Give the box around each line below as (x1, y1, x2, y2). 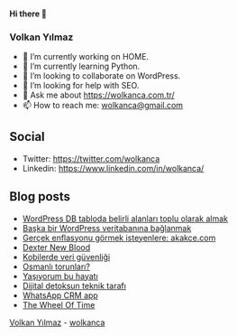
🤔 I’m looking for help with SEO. (22, 79, 140, 90)
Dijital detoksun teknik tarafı (22, 280, 126, 291)
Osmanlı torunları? (22, 261, 90, 272)
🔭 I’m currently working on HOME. (22, 51, 150, 61)
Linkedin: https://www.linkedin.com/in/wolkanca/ (22, 163, 205, 173)
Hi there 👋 (9, 8, 47, 19)
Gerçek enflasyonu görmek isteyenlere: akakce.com (22, 232, 216, 243)
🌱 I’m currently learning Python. (22, 61, 141, 71)
